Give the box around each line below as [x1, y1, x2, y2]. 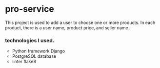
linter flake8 [12, 59, 37, 65]
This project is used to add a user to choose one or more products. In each [5, 20, 156, 25]
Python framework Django [12, 48, 65, 54]
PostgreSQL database [12, 53, 57, 59]
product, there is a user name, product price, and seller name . [5, 24, 131, 30]
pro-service [5, 3, 55, 15]
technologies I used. [5, 37, 55, 44]
